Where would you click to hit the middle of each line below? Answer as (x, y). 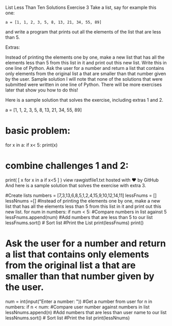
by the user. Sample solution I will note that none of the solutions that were (84, 79)
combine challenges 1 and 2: (67, 166)
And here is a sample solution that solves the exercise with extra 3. (76, 185)
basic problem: (38, 131)
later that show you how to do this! (42, 90)
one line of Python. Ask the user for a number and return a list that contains (85, 68)
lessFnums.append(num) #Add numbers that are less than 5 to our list (79, 217)
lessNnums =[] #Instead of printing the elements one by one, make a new (83, 201)
